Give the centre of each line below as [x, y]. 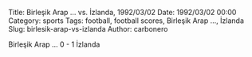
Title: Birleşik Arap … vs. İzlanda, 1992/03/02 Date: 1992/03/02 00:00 [122, 12]
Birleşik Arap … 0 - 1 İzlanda [54, 44]
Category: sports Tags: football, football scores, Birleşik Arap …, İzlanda [126, 21]
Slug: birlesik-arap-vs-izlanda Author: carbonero [88, 29]
